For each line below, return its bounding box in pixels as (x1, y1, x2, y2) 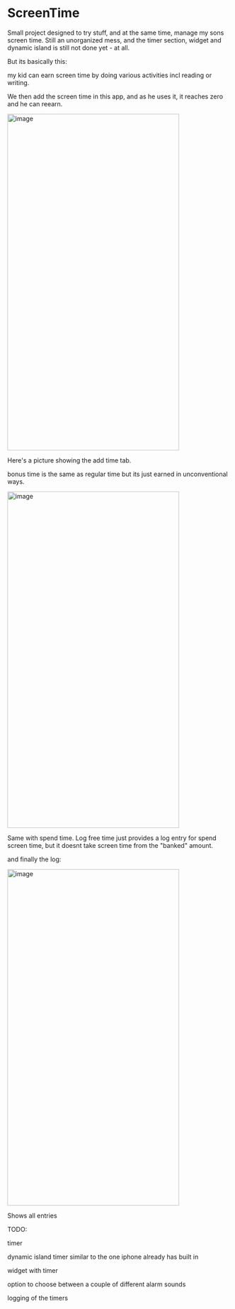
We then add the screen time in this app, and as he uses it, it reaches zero (7, 92, 224, 101)
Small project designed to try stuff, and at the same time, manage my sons (7, 28, 224, 37)
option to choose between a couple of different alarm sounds (7, 1280, 186, 1288)
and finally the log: (7, 855, 62, 863)
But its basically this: (7, 57, 67, 65)
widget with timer (7, 1266, 58, 1274)
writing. (7, 78, 30, 86)
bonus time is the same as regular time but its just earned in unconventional (7, 470, 228, 478)
